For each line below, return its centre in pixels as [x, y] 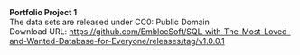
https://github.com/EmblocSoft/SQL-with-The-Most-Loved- [180, 32]
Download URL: [38, 32]
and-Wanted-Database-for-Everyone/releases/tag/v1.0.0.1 [117, 41]
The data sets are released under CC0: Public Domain [109, 22]
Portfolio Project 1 [43, 12]
